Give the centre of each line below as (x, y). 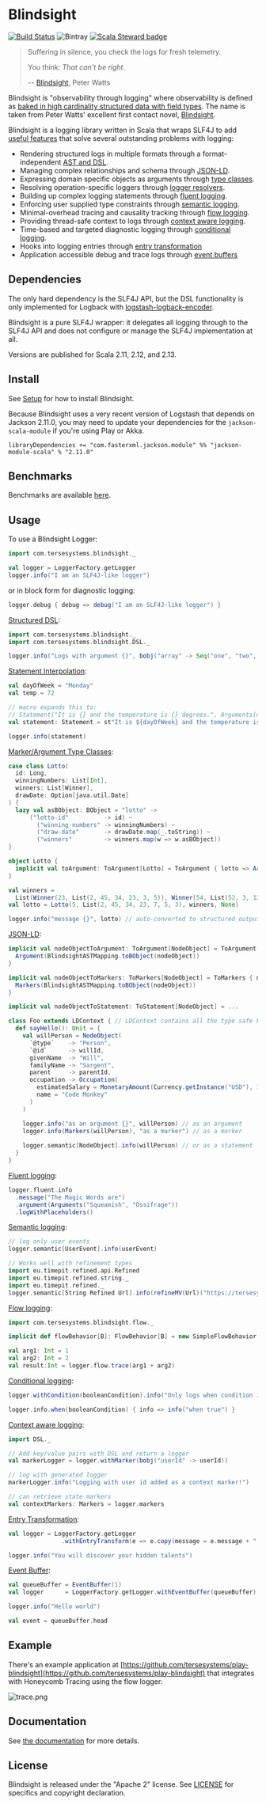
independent (40, 162)
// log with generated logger (58, 1475)
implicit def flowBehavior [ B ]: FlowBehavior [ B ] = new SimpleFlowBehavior (133, 1337)
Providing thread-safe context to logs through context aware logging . (133, 221)
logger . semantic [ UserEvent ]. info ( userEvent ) (83, 1249)
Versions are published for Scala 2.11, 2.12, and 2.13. (92, 355)
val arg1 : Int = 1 (38, 1351)
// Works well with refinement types (70, 1264)
